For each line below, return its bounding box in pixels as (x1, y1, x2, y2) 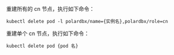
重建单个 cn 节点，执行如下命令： (6, 30, 90, 37)
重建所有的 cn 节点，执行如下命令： (6, 5, 95, 12)
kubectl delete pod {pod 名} (6, 43, 78, 49)
